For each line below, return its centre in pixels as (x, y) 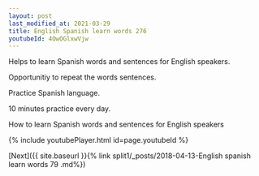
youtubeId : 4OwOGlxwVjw (49, 39)
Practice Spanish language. (54, 93)
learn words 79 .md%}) (47, 165)
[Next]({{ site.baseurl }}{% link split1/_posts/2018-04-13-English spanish (130, 156)
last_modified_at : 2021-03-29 (60, 24)
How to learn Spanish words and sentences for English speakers (117, 124)
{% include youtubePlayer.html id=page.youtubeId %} (99, 140)
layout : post (30, 16)
